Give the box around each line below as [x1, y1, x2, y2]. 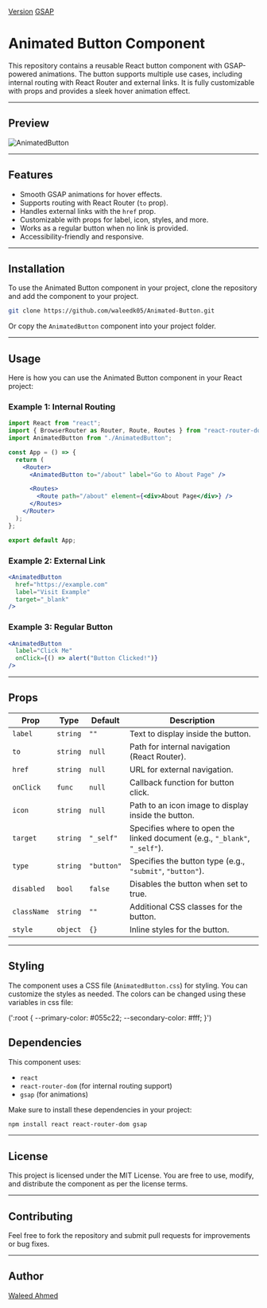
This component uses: [8, 1057, 82, 1066]
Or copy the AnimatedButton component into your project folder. [8, 321, 217, 331]
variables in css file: [8, 997, 74, 1007]
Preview [8, 117, 50, 130]
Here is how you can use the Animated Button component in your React [8, 373, 242, 382]
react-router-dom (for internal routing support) [19, 1081, 172, 1090]
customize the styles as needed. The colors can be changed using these [8, 989, 246, 999]
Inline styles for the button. [130, 924, 230, 935]
